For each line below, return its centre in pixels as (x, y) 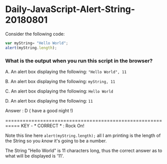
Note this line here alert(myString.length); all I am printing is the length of (83, 135)
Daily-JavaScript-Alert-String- (70, 9)
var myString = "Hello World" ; (37, 43)
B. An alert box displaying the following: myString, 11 (60, 81)
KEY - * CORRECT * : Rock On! (53, 126)
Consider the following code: (35, 34)
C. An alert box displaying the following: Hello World (59, 91)
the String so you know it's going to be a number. (56, 141)
